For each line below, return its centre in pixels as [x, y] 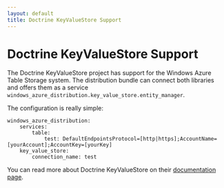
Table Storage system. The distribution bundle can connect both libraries [111, 81]
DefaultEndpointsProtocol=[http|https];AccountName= [140, 139]
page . [16, 177]
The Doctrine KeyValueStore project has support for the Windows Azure [109, 73]
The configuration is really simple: [55, 108]
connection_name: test [64, 157]
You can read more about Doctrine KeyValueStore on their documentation [112, 170]
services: [34, 127]
